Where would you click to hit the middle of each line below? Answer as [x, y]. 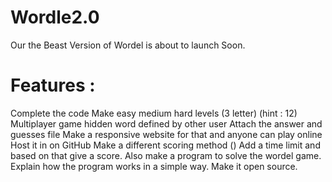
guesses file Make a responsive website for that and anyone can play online [166, 134]
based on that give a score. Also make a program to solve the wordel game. [166, 155]
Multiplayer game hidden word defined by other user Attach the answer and [166, 123]
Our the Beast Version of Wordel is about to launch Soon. [128, 45]
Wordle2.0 [55, 17]
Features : [53, 85]
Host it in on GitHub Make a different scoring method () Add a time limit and [165, 145]
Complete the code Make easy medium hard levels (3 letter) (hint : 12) [154, 113]
